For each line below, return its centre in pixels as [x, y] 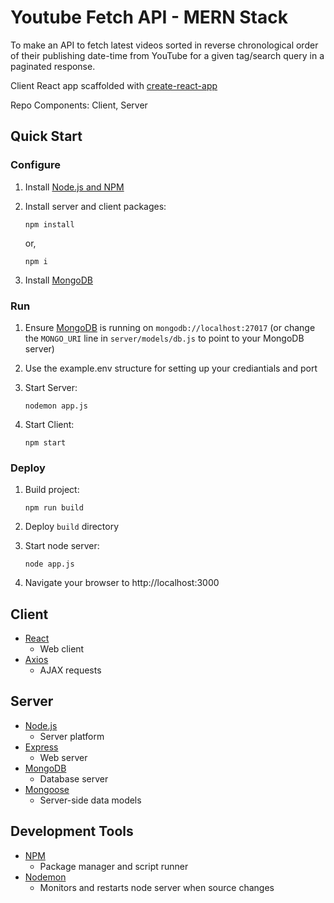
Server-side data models [90, 800]
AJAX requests [70, 670]
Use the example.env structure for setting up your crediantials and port [171, 368]
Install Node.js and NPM [74, 187]
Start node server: [62, 546]
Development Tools [72, 831]
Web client [62, 649]
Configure [35, 165]
